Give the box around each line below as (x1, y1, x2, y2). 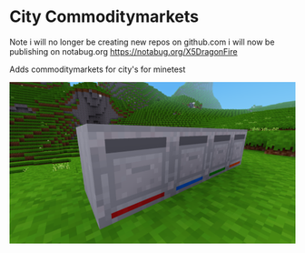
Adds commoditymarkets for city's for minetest (9, 64, 186, 75)
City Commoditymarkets (9, 6, 200, 27)
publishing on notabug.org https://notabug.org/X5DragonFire (9, 46, 238, 56)
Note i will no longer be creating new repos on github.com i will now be (9, 36, 275, 47)
